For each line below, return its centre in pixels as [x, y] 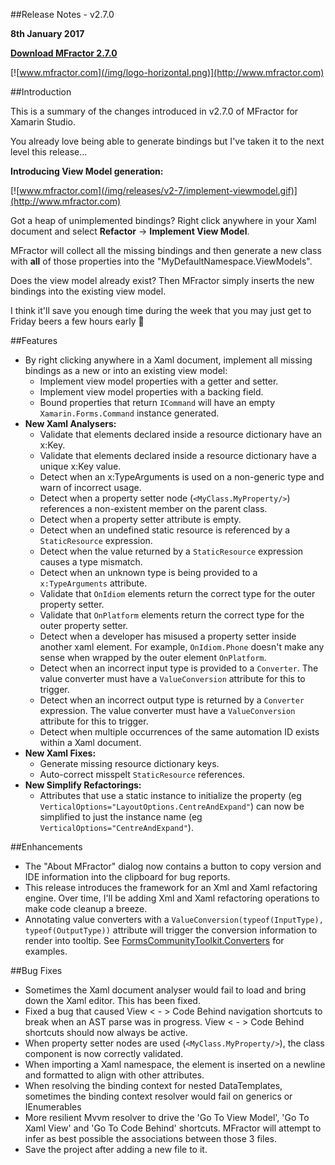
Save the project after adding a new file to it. [116, 1149]
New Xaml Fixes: [60, 753]
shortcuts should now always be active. [106, 1032]
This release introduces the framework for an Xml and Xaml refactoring [171, 887]
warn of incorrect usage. [90, 487]
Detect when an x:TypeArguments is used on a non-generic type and [182, 477]
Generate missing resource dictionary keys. [129, 763]
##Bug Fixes [36, 970]
